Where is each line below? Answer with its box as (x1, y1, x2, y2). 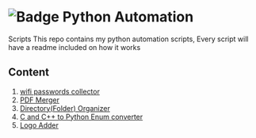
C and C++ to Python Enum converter (19, 112, 143, 121)
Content (8, 66, 50, 79)
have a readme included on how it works (8, 42, 141, 52)
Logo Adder (19, 120, 59, 130)
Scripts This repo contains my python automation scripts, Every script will (8, 34, 249, 44)
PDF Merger (19, 95, 59, 105)
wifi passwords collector (19, 86, 101, 96)
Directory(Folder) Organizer (19, 103, 111, 113)
